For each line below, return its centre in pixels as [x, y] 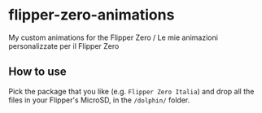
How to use [37, 72]
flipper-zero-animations [92, 15]
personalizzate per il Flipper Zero [64, 46]
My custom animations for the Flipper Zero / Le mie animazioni [113, 37]
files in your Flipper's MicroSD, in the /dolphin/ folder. [99, 100]
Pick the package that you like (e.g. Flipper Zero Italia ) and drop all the [131, 91]
